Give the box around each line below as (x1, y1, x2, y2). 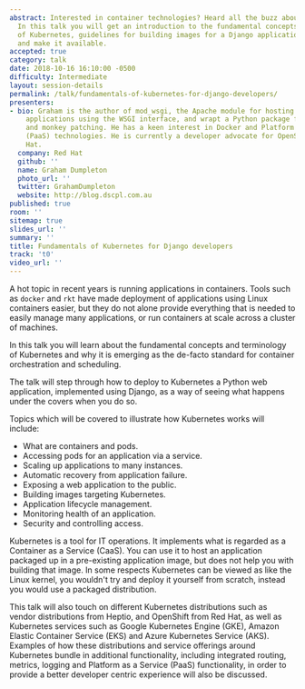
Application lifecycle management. (22, 499, 152, 509)
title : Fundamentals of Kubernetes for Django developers (9, 242, 233, 251)
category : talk (9, 55, 67, 65)
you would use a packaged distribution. (9, 584, 157, 594)
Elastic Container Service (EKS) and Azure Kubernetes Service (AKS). (9, 631, 270, 641)
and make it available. (17, 38, 107, 48)
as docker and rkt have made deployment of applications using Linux (9, 293, 269, 304)
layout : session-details (9, 81, 103, 90)
